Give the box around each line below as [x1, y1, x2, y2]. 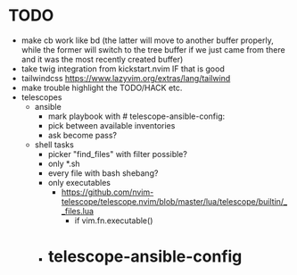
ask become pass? [47, 129, 118, 140]
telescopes [21, 91, 62, 103]
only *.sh [47, 158, 81, 169]
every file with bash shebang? [47, 167, 159, 179]
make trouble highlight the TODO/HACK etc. [21, 82, 183, 93]
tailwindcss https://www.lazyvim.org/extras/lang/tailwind [21, 72, 231, 83]
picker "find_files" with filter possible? [47, 148, 188, 159]
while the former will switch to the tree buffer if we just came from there [21, 44, 286, 54]
